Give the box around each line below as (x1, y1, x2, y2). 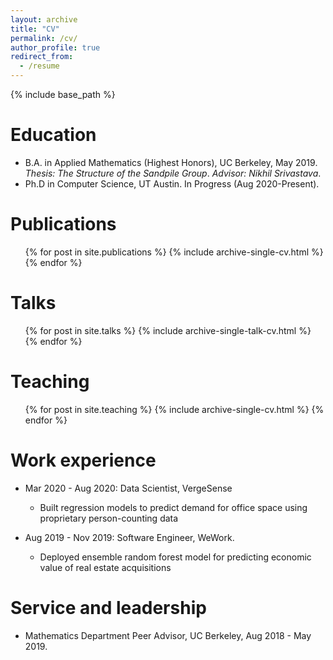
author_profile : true (10, 42, 101, 53)
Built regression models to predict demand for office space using (39, 501, 308, 513)
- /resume (19, 61, 60, 71)
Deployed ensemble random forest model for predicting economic (39, 551, 312, 563)
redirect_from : (10, 52, 74, 62)
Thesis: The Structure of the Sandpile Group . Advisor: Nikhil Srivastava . (24, 167, 322, 179)
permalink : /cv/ (10, 33, 78, 43)
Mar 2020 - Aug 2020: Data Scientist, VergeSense (24, 482, 233, 494)
